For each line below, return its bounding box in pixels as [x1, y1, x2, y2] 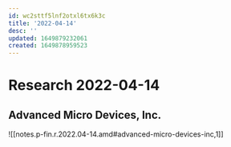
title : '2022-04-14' [8, 19, 78, 27]
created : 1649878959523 [8, 42, 88, 50]
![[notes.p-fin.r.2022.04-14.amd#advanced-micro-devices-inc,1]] [8, 129, 224, 139]
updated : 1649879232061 [8, 34, 88, 43]
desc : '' [8, 27, 38, 35]
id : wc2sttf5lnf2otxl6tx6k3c [8, 11, 106, 20]
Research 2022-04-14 [8, 76, 160, 95]
